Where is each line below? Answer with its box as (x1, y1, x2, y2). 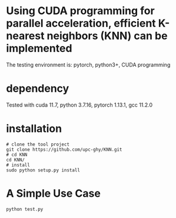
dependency (6, 82, 69, 95)
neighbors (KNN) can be (47, 29, 168, 42)
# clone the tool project (6, 141, 69, 147)
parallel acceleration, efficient (6, 16, 156, 30)
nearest (6, 29, 45, 42)
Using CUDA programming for (6, 4, 155, 18)
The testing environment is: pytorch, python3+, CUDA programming (6, 61, 171, 68)
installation (6, 122, 62, 136)
